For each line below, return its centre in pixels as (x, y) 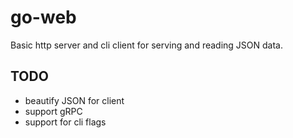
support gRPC (53, 111)
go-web (43, 17)
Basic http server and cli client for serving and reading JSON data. (146, 45)
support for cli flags (65, 122)
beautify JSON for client (74, 100)
